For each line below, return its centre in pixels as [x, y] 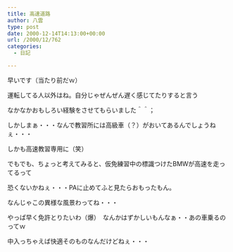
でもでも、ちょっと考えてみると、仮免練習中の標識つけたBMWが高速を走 [113, 163]
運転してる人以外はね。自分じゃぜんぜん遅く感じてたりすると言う [103, 95]
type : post [23, 27]
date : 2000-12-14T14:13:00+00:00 [56, 33]
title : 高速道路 [29, 14]
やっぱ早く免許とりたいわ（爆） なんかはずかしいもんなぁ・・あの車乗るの [117, 217]
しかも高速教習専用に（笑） [48, 149]
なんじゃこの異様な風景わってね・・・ [63, 202]
